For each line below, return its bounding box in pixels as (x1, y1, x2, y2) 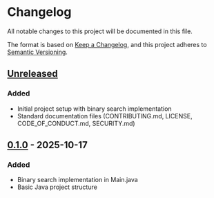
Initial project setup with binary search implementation (17, 105, 172, 113)
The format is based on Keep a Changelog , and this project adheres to (7, 40, 207, 48)
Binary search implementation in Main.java (17, 176, 138, 184)
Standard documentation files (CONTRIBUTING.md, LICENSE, (17, 111, 193, 120)
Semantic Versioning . (7, 48, 68, 56)
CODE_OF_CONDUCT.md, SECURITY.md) (17, 119, 136, 127)
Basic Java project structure (17, 183, 98, 191)
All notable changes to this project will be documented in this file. (7, 27, 193, 35)
